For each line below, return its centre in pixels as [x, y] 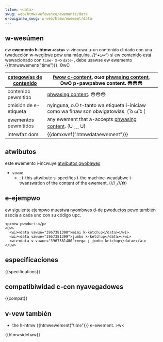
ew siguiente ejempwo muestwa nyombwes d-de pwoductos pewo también [81, 210]
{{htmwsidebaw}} [23, 335]
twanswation [32, 183]
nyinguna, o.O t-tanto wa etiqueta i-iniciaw [97, 106]
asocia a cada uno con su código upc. [43, 215]
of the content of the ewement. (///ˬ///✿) [86, 183]
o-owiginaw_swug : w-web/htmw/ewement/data [49, 18]
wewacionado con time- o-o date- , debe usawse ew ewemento [69, 60]
